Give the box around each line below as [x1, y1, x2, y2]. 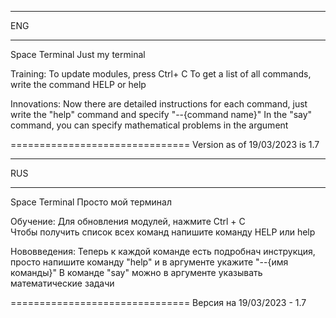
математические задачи [10, 277, 115, 289]
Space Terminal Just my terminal [10, 49, 146, 60]
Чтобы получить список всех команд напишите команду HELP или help [10, 226, 316, 238]
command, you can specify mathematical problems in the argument [10, 119, 289, 131]
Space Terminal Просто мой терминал [10, 196, 172, 208]
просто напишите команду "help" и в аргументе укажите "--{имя [10, 256, 289, 268]
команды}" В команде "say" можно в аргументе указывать [10, 267, 263, 278]
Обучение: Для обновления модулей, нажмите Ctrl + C [10, 216, 246, 227]
